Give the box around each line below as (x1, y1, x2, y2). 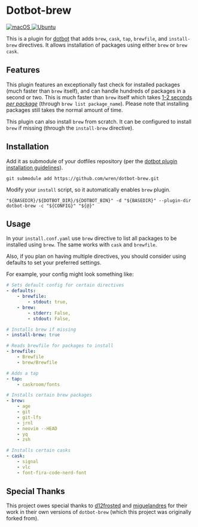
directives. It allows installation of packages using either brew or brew (18, 41, 187, 48)
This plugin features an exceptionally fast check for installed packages (6, 81, 181, 88)
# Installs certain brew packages (6, 392, 93, 398)
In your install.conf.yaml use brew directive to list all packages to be (6, 234, 178, 242)
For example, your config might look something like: (6, 270, 134, 278)
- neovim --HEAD (17, 425, 58, 431)
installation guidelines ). (6, 164, 63, 171)
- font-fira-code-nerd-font (17, 470, 87, 476)
